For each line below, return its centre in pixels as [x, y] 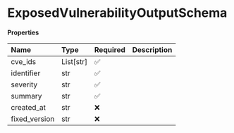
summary [26, 96]
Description [152, 49]
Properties [23, 32]
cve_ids [24, 61]
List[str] [74, 61]
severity [24, 84]
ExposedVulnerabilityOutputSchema [117, 13]
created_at [29, 107]
